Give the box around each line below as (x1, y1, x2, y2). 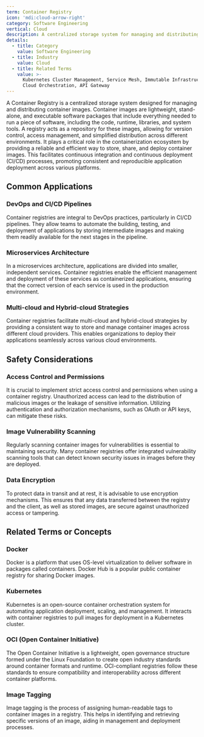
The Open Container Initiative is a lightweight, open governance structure (6, 649, 190, 657)
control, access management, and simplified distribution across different (6, 132, 188, 139)
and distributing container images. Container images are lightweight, (6, 106, 178, 113)
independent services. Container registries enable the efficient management (6, 269, 197, 276)
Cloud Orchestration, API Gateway (22, 83, 110, 89)
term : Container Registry (6, 9, 72, 15)
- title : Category (12, 43, 59, 49)
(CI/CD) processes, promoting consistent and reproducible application (6, 158, 182, 164)
